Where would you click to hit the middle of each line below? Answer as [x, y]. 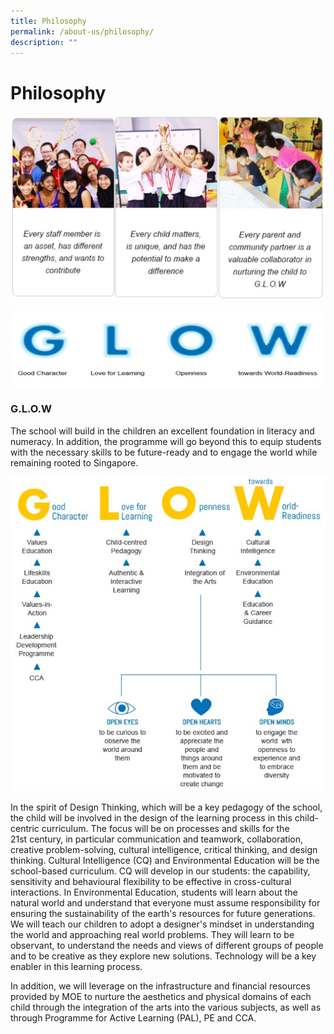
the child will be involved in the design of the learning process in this [151, 818]
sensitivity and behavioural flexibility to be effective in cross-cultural [151, 882]
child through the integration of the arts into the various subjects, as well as [166, 1007]
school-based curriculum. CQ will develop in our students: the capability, [160, 871]
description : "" [44, 42]
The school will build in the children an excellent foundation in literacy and [162, 431]
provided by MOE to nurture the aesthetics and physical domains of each [161, 997]
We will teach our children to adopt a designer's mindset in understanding [162, 924]
